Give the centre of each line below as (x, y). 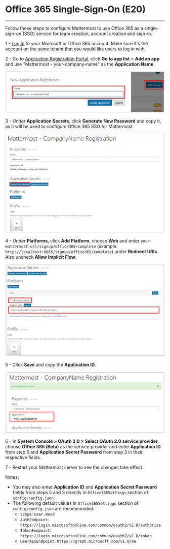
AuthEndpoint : (34, 519)
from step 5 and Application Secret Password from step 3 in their (74, 452)
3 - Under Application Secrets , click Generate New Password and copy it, (83, 121)
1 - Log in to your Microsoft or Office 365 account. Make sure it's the (77, 43)
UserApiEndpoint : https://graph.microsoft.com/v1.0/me (78, 541)
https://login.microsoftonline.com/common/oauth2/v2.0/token (86, 536)
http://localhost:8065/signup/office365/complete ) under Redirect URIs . (82, 252)
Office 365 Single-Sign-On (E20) (75, 9)
